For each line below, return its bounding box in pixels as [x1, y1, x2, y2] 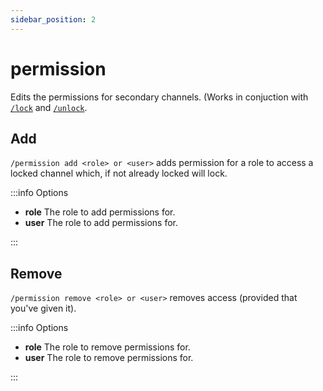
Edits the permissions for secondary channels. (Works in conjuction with [10, 91, 309, 103]
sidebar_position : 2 [10, 14, 97, 25]
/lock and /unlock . [10, 101, 88, 113]
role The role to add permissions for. [24, 206, 176, 218]
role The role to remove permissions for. [24, 341, 191, 353]
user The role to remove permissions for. [24, 352, 194, 364]
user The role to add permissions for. [24, 217, 179, 229]
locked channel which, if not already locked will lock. [10, 167, 228, 180]
